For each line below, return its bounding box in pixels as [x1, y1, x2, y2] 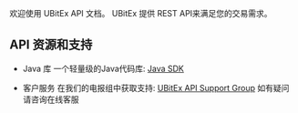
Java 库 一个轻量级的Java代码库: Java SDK [22, 63, 185, 74]
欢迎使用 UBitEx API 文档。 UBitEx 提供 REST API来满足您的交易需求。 [9, 8, 272, 18]
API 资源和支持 [9, 37, 93, 53]
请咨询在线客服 [22, 94, 79, 105]
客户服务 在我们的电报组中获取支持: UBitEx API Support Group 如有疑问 [22, 82, 290, 93]
